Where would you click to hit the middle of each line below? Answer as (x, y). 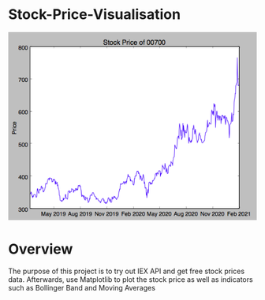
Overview (41, 249)
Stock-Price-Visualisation (95, 15)
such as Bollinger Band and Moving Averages (82, 287)
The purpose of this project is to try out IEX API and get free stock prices (127, 271)
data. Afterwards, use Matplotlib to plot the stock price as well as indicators (131, 279)
